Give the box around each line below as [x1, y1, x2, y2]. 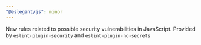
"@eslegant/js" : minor [5, 8, 63, 15]
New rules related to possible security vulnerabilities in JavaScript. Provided [5, 25, 196, 32]
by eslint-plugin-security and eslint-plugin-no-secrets [5, 31, 151, 39]
